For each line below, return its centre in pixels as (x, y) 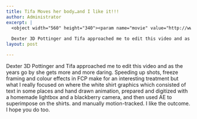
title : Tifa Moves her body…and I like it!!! (62, 11)
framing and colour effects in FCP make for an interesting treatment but (92, 78)
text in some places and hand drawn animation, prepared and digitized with (97, 91)
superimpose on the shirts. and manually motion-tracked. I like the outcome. (98, 103)
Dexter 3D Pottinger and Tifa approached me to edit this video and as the (95, 66)
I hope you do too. (28, 110)
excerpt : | (19, 22)
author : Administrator (34, 17)
